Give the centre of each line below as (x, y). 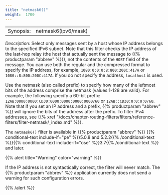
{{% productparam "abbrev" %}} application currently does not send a (78, 172)
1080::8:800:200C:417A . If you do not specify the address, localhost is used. (84, 75)
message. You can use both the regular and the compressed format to (78, 64)
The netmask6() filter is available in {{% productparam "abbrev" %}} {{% (80, 132)
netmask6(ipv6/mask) (62, 31)
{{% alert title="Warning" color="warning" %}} (53, 157)
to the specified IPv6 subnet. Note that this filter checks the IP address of (81, 49)
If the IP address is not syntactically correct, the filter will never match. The (83, 167)
